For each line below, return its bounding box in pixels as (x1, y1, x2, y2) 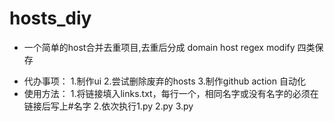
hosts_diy (9, 7, 92, 30)
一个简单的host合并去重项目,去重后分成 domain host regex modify (23, 41, 296, 53)
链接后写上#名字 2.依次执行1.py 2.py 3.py (23, 100, 194, 112)
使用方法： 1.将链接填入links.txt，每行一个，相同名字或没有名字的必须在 (23, 87, 319, 99)
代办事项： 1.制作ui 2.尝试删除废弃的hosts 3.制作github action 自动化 (23, 75, 306, 87)
